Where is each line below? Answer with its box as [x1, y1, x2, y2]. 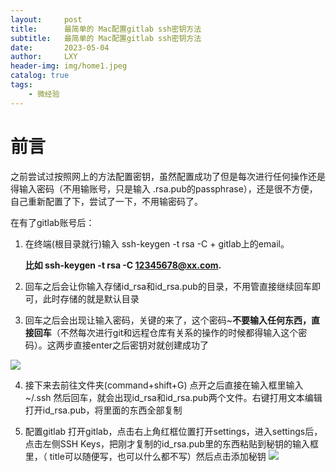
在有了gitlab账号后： [10, 216, 95, 228]
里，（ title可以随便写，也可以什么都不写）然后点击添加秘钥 [24, 450, 267, 462]
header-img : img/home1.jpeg [10, 61, 128, 71]
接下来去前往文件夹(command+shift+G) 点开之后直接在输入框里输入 [24, 379, 304, 391]
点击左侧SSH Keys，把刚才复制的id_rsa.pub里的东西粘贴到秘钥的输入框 [24, 437, 319, 450]
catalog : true [10, 71, 70, 81]
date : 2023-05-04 [10, 42, 110, 53]
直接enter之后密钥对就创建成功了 [73, 339, 210, 351]
